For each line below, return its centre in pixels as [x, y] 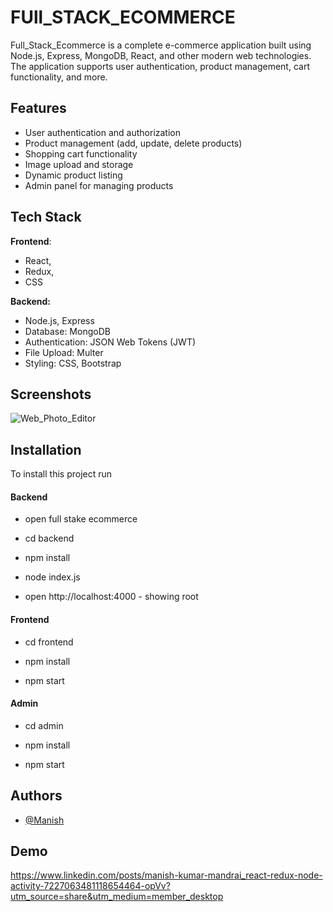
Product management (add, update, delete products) [133, 143]
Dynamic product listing [73, 175]
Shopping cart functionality [81, 153]
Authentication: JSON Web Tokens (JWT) [110, 342]
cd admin [44, 725]
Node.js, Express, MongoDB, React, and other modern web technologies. [161, 55]
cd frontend [49, 642]
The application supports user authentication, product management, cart [160, 66]
